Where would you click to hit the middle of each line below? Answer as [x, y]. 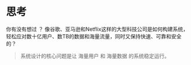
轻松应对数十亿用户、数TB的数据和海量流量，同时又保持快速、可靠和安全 [94, 36]
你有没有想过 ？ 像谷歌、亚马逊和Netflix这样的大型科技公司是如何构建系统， [97, 29]
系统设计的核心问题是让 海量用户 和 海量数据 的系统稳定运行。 [95, 56]
